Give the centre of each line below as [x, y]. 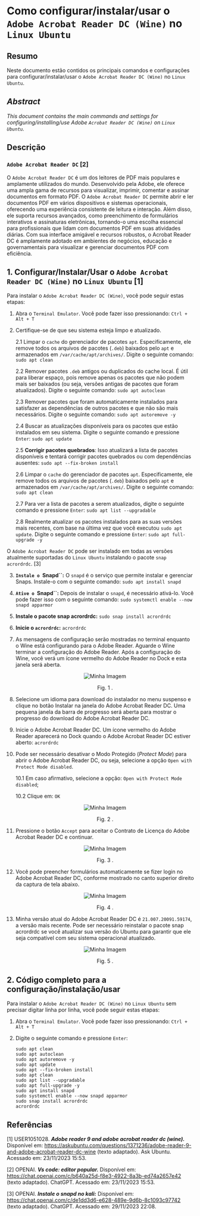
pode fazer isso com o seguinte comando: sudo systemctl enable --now [104, 599]
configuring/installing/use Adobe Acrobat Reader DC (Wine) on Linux [91, 122]
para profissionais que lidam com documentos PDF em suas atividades [94, 228]
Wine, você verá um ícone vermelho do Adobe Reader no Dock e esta [101, 658]
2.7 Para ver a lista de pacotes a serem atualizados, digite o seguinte [100, 504]
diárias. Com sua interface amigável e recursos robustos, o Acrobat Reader [99, 234]
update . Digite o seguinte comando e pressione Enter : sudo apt [93, 534]
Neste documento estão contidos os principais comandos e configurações [98, 70]
